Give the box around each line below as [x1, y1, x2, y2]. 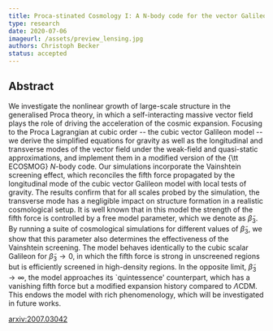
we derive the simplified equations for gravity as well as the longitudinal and [8, 135, 263, 145]
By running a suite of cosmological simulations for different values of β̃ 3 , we [8, 224, 262, 235]
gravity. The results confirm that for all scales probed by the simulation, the [8, 187, 260, 197]
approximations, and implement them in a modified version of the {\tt [8, 153, 239, 162]
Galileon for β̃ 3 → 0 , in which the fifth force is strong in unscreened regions [8, 251, 260, 264]
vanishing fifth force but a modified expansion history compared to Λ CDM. [8, 282, 258, 290]
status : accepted [8, 49, 67, 58]
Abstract [8, 80, 54, 93]
